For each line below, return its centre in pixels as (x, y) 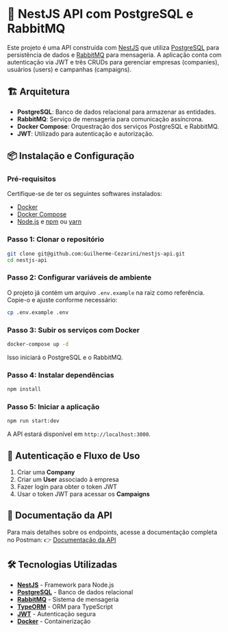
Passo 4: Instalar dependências (61, 375)
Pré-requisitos (31, 179)
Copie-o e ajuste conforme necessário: (62, 300)
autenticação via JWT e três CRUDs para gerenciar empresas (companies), (113, 62)
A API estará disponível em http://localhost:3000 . (79, 434)
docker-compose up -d (38, 344)
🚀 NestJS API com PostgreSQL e (100, 14)
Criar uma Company (46, 472)
